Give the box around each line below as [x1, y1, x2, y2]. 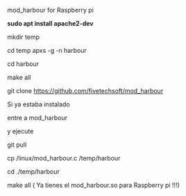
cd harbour [7, 60, 40, 68]
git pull [7, 140, 27, 149]
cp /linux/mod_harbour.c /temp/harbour [7, 154, 121, 162]
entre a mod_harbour [7, 114, 68, 122]
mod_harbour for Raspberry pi [7, 6, 94, 14]
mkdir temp [7, 33, 40, 41]
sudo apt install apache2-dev [7, 19, 94, 27]
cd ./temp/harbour [7, 168, 60, 176]
